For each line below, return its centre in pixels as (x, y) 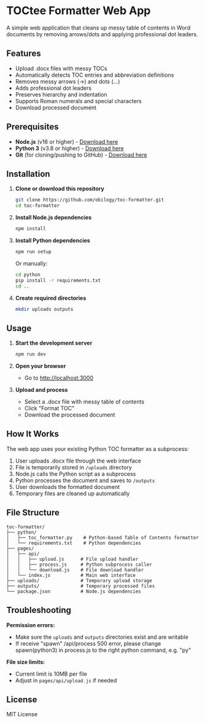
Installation (28, 174)
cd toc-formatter (37, 206)
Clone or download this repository (60, 189)
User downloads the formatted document (68, 487)
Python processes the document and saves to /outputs (85, 480)
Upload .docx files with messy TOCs (61, 68)
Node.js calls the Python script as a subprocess (75, 474)
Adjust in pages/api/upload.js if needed (66, 680)
